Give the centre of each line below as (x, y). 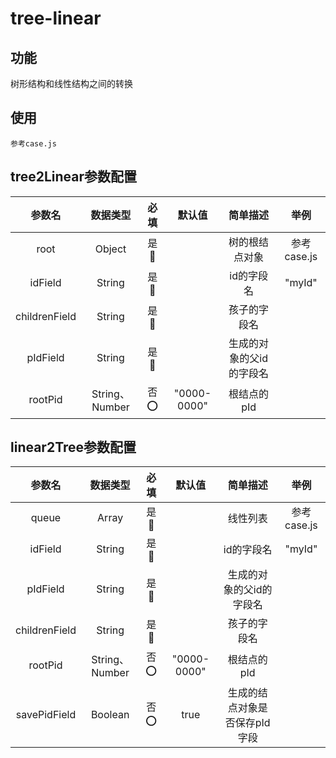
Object (110, 249)
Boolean (110, 715)
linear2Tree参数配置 (73, 447)
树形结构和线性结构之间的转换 (71, 83)
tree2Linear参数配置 (74, 177)
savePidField (46, 715)
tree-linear (56, 18)
